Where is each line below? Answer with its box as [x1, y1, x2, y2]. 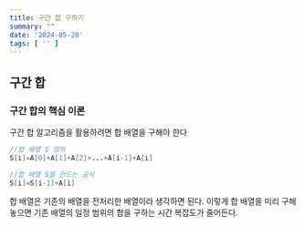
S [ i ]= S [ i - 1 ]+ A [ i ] [9, 179, 76, 188]
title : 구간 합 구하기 [9, 13, 85, 23]
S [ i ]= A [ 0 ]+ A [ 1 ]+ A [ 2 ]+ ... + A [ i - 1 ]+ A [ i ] [9, 153, 153, 162]
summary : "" [9, 22, 55, 31]
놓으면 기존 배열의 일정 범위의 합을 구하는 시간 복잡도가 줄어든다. [9, 207, 239, 219]
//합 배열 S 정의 [9, 145, 66, 154]
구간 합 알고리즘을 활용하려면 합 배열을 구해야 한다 [9, 127, 187, 138]
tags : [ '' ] [9, 38, 59, 48]
